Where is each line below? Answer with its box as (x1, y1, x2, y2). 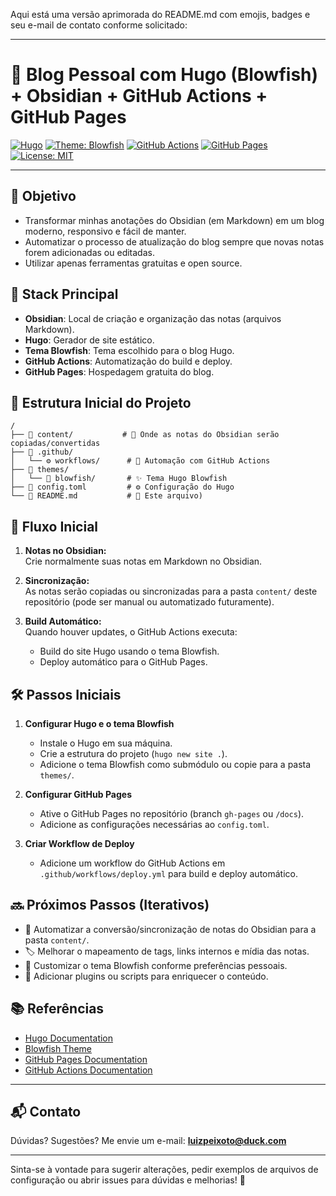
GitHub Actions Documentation (24, 1064, 153, 1076)
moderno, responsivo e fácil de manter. (24, 225, 187, 237)
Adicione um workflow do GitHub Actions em (39, 857, 226, 869)
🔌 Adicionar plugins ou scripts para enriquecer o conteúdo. (24, 970, 269, 982)
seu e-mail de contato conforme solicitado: (10, 19, 188, 31)
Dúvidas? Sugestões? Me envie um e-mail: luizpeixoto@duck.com (10, 1135, 287, 1147)
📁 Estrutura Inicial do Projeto (10, 394, 192, 411)
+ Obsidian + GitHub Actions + (10, 85, 268, 108)
